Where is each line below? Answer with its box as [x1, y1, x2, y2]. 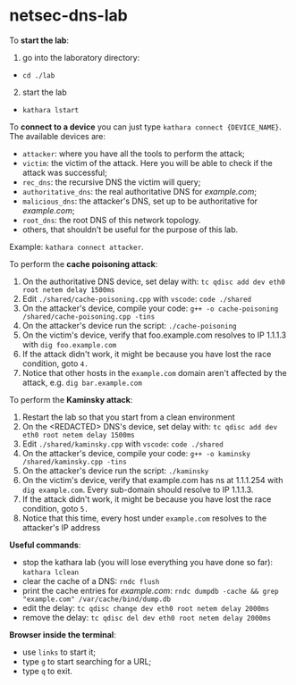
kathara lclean [21, 568, 80, 577]
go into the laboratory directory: [21, 52, 140, 63]
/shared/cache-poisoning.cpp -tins [21, 312, 156, 322]
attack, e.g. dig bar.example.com [21, 377, 143, 388]
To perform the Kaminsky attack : [9, 394, 133, 405]
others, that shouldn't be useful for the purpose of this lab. [21, 224, 239, 235]
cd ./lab [21, 71, 55, 80]
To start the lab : [9, 35, 70, 46]
